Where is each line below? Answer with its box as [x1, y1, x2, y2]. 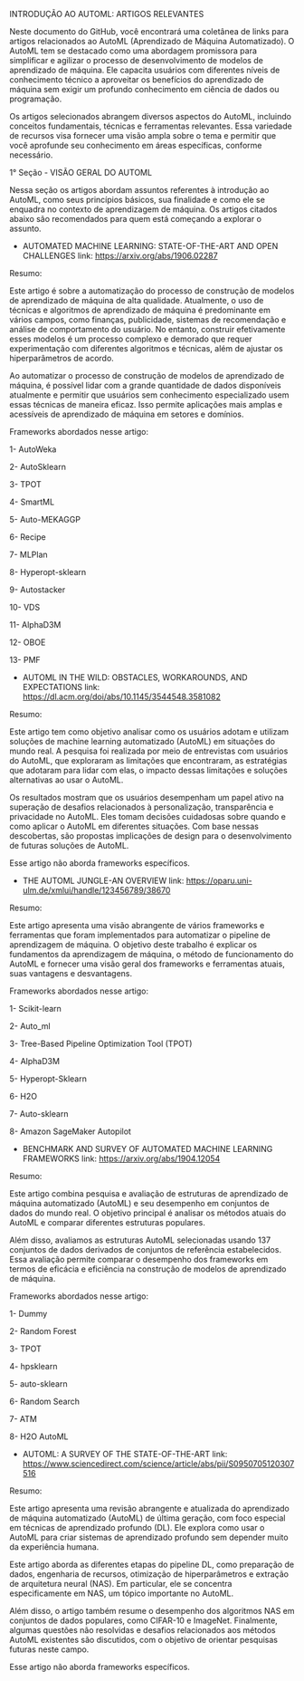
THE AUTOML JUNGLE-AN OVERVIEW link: [22, 875, 185, 886]
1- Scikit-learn [9, 1004, 62, 1013]
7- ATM [9, 1414, 38, 1424]
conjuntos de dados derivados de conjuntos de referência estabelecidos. [9, 1244, 282, 1254]
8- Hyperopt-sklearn [9, 567, 87, 577]
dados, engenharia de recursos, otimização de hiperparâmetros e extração [9, 1569, 290, 1580]
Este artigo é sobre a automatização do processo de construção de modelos [9, 285, 295, 296]
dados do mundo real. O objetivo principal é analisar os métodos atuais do [9, 1207, 287, 1218]
